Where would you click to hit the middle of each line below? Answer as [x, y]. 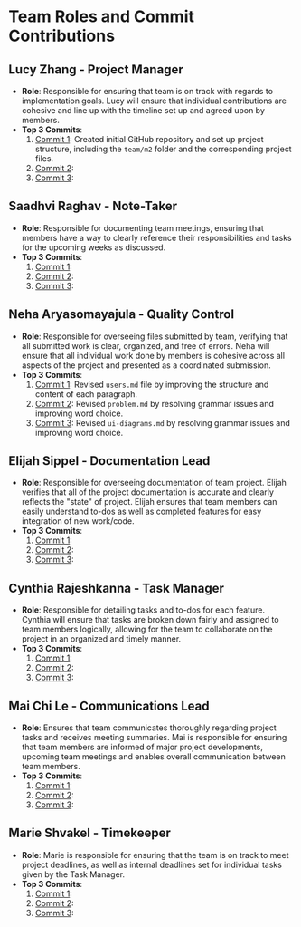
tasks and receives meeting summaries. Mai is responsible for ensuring [154, 738]
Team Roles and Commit [102, 17]
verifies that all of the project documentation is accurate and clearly [148, 492]
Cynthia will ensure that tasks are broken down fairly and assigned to [150, 620]
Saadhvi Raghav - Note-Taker [93, 206]
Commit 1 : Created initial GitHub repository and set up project [149, 139]
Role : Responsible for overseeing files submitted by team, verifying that [155, 336]
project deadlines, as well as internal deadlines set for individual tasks [151, 864]
